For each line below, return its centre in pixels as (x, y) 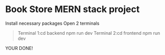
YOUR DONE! (19, 48)
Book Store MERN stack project (72, 9)
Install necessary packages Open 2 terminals (53, 23)
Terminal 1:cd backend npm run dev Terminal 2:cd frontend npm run (89, 33)
